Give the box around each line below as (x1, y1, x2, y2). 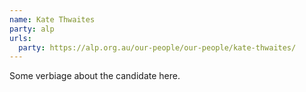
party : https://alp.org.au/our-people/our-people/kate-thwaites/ (18, 42, 297, 53)
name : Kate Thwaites (9, 14, 96, 25)
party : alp (9, 24, 55, 34)
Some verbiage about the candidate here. (9, 70, 181, 82)
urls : (9, 33, 32, 43)
